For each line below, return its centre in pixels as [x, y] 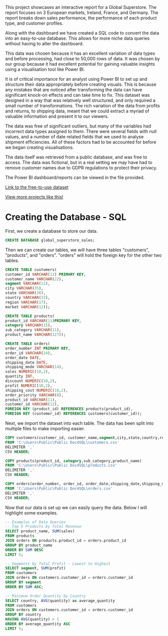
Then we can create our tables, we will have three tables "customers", [77, 250]
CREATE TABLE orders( [28, 344]
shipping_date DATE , [27, 362]
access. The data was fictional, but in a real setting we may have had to [79, 162]
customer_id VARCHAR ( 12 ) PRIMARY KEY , [45, 274]
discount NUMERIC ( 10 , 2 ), [31, 381]
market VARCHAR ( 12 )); [28, 307]
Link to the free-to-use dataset [37, 187]
